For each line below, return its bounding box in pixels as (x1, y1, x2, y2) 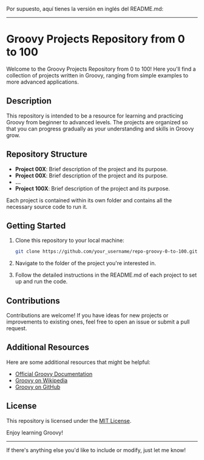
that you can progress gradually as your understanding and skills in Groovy (6, 125, 194, 132)
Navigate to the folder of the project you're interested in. (15, 260, 157, 267)
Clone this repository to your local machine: (15, 237, 124, 244)
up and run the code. (15, 278, 68, 285)
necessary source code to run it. (6, 203, 88, 210)
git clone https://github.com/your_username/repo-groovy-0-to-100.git (15, 249, 198, 255)
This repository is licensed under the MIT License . (6, 417, 132, 424)
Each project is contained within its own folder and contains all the (6, 196, 172, 203)
